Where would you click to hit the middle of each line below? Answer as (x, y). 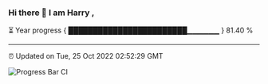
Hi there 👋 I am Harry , (51, 13)
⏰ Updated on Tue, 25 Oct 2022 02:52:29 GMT (86, 56)
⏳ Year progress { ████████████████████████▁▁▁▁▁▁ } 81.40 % (131, 30)
